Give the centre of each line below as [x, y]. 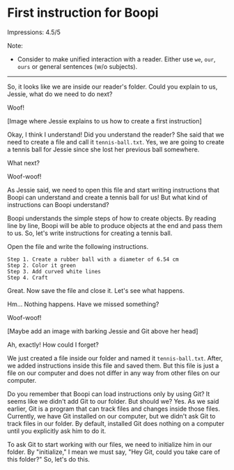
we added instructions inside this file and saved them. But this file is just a [113, 365]
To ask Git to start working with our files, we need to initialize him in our [110, 444]
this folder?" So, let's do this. [49, 459]
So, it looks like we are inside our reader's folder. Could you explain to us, [112, 86]
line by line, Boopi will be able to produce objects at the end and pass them [115, 225]
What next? [24, 162]
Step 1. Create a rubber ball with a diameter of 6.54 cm [93, 259]
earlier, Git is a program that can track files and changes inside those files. [114, 409]
